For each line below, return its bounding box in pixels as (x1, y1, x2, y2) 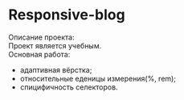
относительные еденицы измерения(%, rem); (19, 73, 177, 83)
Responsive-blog (8, 6, 126, 24)
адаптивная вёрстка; (19, 65, 92, 74)
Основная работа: (8, 49, 71, 59)
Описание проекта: (8, 32, 75, 42)
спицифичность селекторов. (19, 82, 118, 92)
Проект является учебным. (8, 40, 102, 50)
